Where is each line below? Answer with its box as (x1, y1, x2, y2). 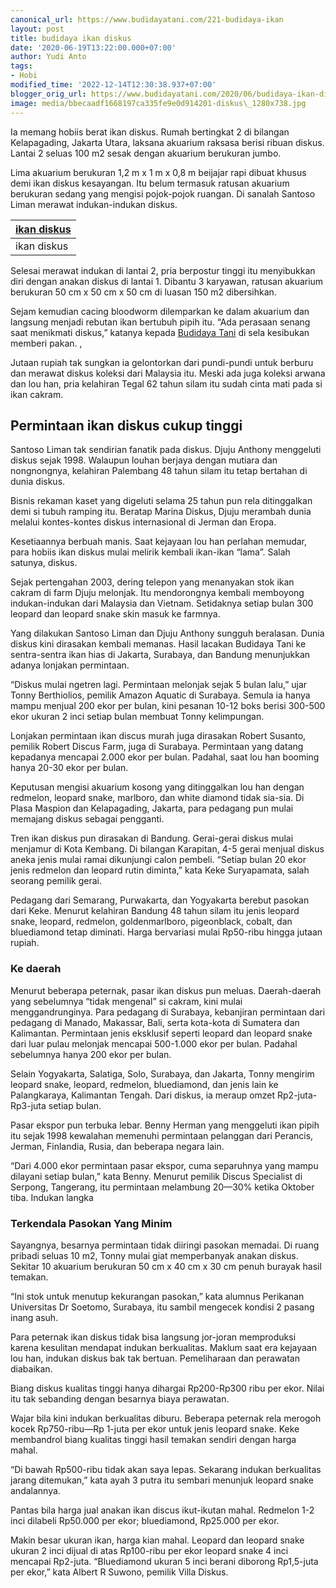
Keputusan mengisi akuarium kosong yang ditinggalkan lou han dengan (10, 781, 305, 793)
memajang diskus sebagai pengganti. (10, 813, 165, 825)
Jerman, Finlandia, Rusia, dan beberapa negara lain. (10, 1140, 225, 1152)
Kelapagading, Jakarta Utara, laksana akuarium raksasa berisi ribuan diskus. (10, 136, 325, 148)
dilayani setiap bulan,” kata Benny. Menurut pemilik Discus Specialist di (10, 1170, 303, 1182)
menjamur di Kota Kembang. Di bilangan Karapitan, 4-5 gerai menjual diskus (10, 843, 325, 855)
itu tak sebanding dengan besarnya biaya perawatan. (10, 1392, 230, 1405)
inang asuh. (10, 1311, 59, 1323)
